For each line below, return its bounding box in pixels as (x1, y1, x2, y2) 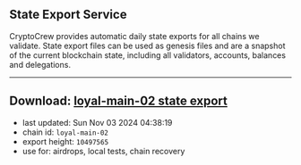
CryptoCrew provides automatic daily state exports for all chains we (9, 30, 260, 41)
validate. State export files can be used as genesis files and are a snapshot (9, 40, 286, 51)
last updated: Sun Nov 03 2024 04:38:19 (21, 117, 173, 128)
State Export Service (9, 7, 127, 22)
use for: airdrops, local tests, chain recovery (21, 145, 185, 156)
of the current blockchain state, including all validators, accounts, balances (9, 49, 287, 61)
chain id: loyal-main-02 (21, 127, 109, 137)
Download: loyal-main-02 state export (9, 94, 228, 109)
